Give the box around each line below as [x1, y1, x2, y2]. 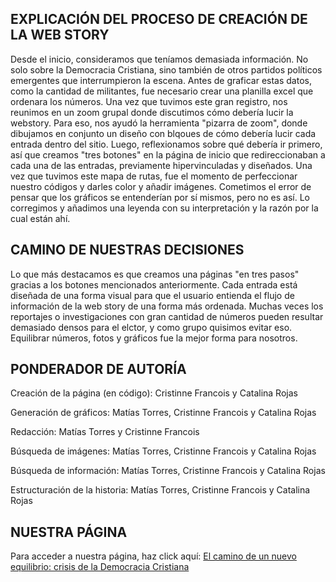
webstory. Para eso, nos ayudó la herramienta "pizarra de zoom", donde [10, 117, 308, 129]
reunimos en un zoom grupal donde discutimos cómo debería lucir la [10, 106, 294, 118]
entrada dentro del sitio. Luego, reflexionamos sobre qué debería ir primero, [10, 138, 323, 150]
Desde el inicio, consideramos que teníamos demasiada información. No [10, 53, 309, 65]
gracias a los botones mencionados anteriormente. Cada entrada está [10, 278, 298, 291]
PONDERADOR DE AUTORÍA [10, 361, 187, 378]
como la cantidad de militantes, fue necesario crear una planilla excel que [10, 85, 314, 97]
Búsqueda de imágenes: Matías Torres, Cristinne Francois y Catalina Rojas [10, 445, 317, 457]
